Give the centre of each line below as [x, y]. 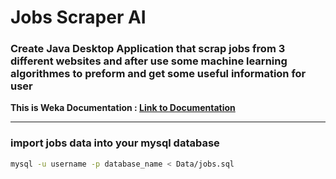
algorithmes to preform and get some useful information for [158, 74]
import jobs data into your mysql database [115, 143]
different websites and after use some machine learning [149, 61]
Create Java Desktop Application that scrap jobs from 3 [148, 49]
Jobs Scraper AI [78, 17]
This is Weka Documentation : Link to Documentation [123, 108]
